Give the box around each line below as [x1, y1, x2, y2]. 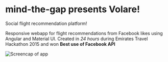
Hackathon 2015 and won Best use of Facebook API [5, 41, 116, 47]
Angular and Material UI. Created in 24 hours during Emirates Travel [5, 36, 148, 42]
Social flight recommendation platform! [5, 20, 87, 26]
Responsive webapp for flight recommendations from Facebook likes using [5, 30, 163, 36]
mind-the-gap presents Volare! [5, 4, 140, 15]
